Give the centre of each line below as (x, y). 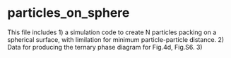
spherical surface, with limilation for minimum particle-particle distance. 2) (116, 39)
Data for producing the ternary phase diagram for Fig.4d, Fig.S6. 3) (105, 47)
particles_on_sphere (69, 13)
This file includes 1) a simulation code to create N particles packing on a (112, 32)
